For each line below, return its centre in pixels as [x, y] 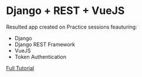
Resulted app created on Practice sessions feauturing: [72, 27]
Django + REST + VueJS [65, 11]
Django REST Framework [45, 44]
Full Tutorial [20, 68]
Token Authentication [40, 57]
